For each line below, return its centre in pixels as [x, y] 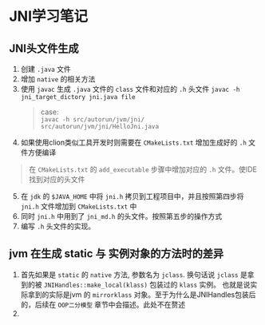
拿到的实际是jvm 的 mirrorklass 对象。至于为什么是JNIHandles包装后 [142, 294]
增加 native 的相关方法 [58, 79]
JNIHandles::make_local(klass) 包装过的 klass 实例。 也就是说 [147, 284]
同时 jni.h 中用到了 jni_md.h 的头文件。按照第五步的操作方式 [121, 216]
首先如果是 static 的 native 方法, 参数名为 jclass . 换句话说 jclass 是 [134, 274]
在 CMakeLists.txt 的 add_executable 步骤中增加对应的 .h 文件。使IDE [143, 169]
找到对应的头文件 [57, 179]
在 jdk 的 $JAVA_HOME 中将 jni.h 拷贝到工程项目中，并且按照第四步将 [132, 196]
